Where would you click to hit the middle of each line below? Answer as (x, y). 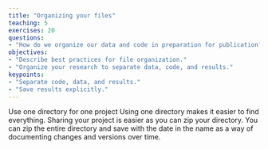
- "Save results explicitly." (59, 89)
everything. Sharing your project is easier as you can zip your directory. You (133, 120)
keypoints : (26, 74)
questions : (26, 38)
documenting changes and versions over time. (85, 137)
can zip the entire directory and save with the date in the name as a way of (131, 128)
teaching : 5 (28, 23)
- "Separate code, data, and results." (75, 82)
